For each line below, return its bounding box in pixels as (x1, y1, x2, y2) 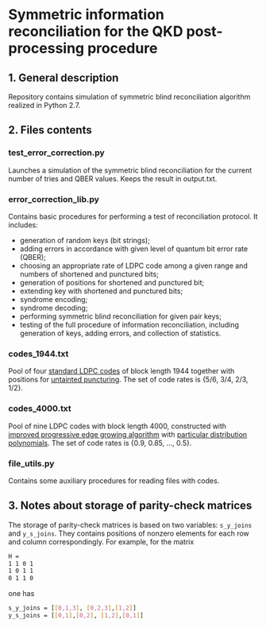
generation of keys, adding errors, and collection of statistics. (19, 328, 222, 338)
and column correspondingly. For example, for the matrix (8, 536, 195, 546)
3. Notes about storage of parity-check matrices (8, 499, 253, 513)
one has (8, 589, 35, 598)
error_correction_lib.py (8, 193, 99, 204)
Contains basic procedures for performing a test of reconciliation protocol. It (8, 211, 258, 221)
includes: (8, 220, 38, 230)
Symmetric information (8, 6, 165, 24)
